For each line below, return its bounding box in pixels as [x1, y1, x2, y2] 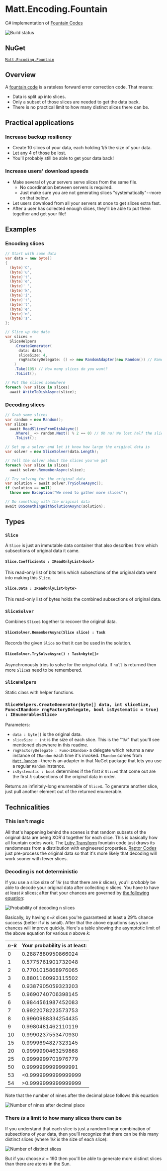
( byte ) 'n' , [9, 311, 32, 316]
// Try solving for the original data [5, 476, 85, 481]
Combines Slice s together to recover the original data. [5, 619, 117, 625]
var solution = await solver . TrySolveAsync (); [5, 481, 103, 486]
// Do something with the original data [5, 499, 90, 504]
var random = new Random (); [5, 417, 64, 422]
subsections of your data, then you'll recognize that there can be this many [5, 1131, 159, 1137]
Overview [5, 71, 36, 79]
